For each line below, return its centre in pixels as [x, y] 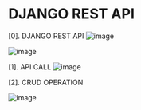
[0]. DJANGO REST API [46, 36]
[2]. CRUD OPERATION [46, 82]
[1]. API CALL [30, 67]
